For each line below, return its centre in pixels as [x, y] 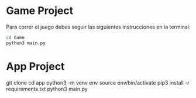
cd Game [16, 37]
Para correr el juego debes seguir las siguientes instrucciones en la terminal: [98, 27]
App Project [35, 66]
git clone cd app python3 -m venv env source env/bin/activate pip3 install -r [98, 82]
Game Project [40, 11]
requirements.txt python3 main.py [47, 89]
